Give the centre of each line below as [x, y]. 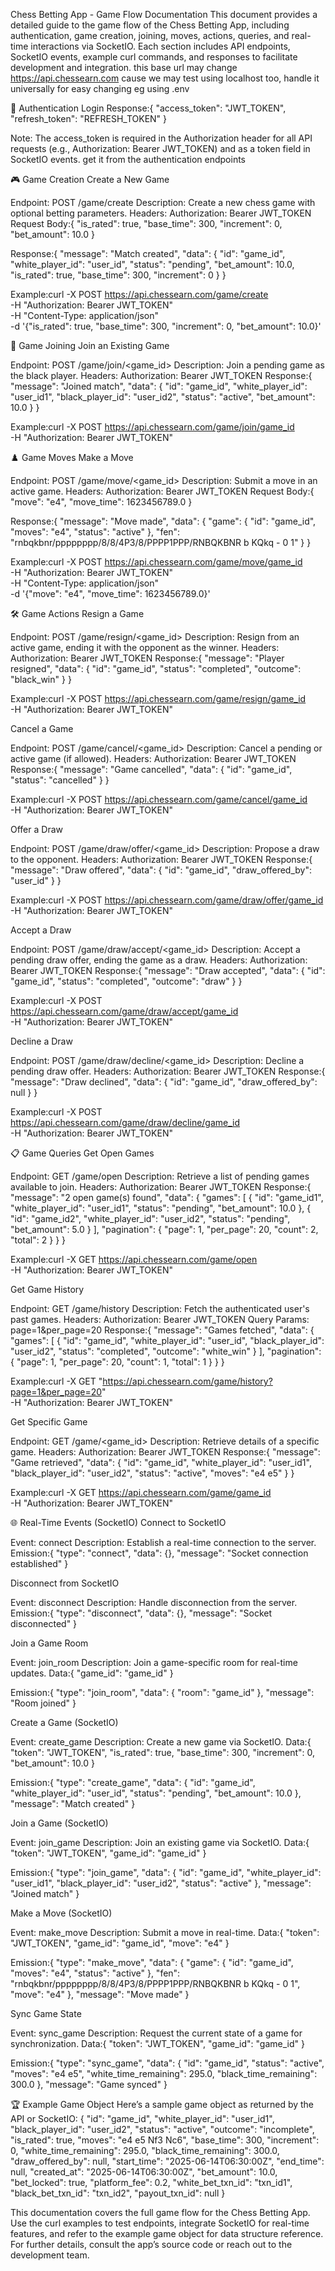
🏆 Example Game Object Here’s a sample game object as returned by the [162, 2104]
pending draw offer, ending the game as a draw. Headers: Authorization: [159, 960]
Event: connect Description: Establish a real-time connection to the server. [163, 1542]
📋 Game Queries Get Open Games [82, 1153]
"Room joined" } [43, 1703]
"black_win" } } [41, 679]
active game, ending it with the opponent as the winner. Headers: [145, 647]
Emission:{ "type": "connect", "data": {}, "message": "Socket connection [159, 1553]
